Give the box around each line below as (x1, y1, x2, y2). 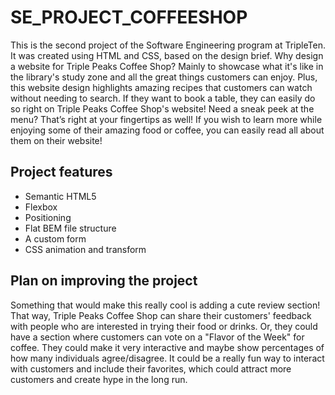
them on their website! (10, 134, 103, 146)
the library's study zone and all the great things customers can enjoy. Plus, (10, 71, 318, 83)
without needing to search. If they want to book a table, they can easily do (10, 92, 316, 104)
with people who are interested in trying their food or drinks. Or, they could (10, 320, 318, 332)
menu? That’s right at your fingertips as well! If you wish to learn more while (10, 113, 323, 125)
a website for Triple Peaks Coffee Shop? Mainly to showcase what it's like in (10, 60, 324, 72)
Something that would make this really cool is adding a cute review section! (10, 299, 321, 311)
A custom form (24, 232, 87, 245)
